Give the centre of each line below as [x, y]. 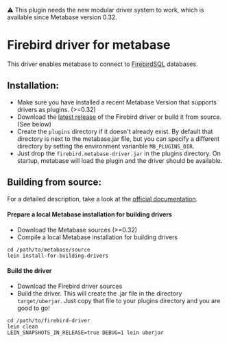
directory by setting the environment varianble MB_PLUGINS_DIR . [106, 146]
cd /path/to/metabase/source [49, 250]
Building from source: [54, 182]
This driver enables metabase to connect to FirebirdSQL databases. [103, 64]
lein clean [23, 327]
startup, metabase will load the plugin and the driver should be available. [120, 160]
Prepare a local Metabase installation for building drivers [90, 214]
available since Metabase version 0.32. [62, 17]
